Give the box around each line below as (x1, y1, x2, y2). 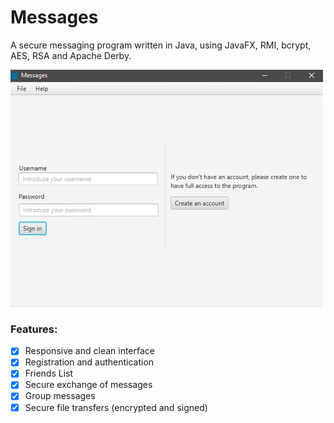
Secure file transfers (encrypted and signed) (24, 401, 208, 413)
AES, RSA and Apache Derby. (10, 49, 132, 61)
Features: (10, 322, 58, 336)
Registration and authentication (24, 356, 155, 368)
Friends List (24, 367, 74, 380)
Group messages (24, 390, 96, 402)
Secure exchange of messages (24, 379, 153, 391)
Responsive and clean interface (24, 345, 155, 357)
